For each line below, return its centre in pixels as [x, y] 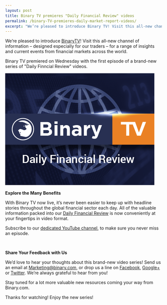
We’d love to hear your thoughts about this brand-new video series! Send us [83, 262]
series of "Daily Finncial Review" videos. [46, 67]
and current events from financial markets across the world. [66, 52]
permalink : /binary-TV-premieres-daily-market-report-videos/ [71, 21]
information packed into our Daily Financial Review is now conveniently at [80, 213]
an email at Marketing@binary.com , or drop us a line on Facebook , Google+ [83, 268]
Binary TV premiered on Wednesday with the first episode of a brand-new [81, 61]
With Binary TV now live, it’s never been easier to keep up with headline [78, 203]
